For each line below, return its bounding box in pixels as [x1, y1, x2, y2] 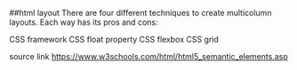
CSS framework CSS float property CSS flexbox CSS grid [9, 35, 220, 44]
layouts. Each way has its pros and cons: [9, 17, 158, 27]
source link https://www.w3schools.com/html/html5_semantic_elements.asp [9, 51, 289, 61]
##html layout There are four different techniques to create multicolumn [9, 8, 272, 18]
